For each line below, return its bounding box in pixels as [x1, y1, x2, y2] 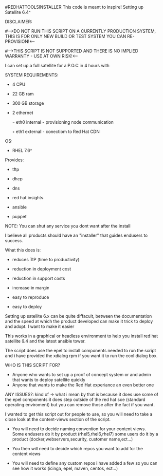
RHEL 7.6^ [12, 148, 33, 153]
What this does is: [5, 247, 41, 253]
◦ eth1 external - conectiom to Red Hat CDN [12, 129, 100, 134]
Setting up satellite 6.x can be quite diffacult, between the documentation [5, 313, 152, 319]
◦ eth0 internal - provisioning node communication [12, 119, 114, 125]
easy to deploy [12, 304, 42, 309]
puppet [12, 214, 27, 219]
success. [5, 238, 23, 243]
